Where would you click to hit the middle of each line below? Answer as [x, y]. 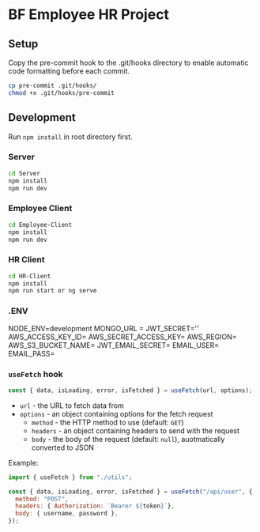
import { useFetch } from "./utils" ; [70, 477]
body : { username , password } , [67, 514]
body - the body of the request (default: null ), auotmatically [128, 439]
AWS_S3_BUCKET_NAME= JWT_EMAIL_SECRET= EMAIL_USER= [114, 345]
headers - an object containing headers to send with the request [135, 430]
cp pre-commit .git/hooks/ [53, 85]
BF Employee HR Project [89, 15]
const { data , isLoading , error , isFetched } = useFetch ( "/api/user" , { [130, 492]
